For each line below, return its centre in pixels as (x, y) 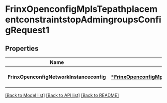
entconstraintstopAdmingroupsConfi (83, 20)
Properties (22, 48)
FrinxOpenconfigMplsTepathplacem (81, 9)
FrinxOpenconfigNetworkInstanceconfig (57, 77)
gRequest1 (27, 30)
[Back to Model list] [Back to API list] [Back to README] (62, 95)
